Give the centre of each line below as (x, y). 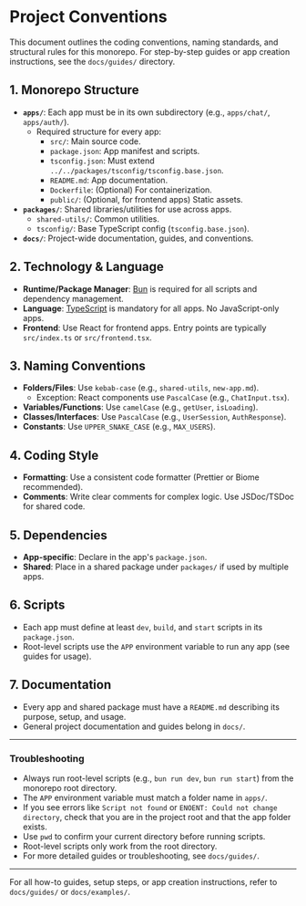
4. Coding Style (54, 455)
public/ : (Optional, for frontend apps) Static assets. (146, 199)
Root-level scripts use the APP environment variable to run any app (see (156, 646)
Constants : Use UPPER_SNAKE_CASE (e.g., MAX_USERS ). (119, 427)
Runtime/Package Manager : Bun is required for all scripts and (140, 288)
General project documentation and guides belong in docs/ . (134, 726)
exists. (35, 827)
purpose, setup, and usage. (74, 716)
